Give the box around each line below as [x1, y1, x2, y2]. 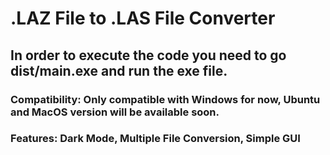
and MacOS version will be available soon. [10, 105, 220, 119]
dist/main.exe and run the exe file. [10, 62, 228, 79]
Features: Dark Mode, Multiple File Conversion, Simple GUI [10, 132, 301, 146]
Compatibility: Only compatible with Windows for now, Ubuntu [10, 92, 321, 106]
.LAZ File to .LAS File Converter [10, 7, 276, 30]
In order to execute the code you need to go [10, 47, 287, 64]
